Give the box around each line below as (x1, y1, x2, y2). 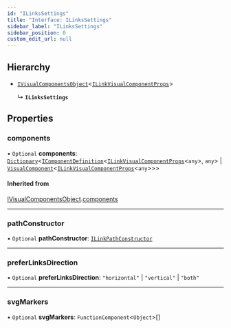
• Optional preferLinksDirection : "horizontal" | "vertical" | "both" (7, 274, 200, 282)
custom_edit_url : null (7, 36, 72, 43)
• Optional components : (7, 149, 78, 157)
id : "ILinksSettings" (7, 10, 69, 17)
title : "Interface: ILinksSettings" (7, 17, 112, 23)
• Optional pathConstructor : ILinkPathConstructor (7, 234, 153, 243)
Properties (7, 113, 54, 125)
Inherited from (7, 180, 49, 188)
